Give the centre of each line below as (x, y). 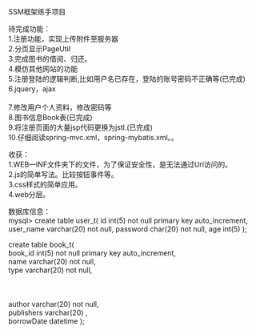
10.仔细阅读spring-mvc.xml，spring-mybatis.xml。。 (93, 137)
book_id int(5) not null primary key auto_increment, (92, 253)
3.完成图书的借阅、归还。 (50, 59)
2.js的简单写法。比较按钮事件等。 (63, 174)
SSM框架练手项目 (37, 12)
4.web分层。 (29, 194)
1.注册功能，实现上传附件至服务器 (63, 39)
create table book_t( (41, 244)
